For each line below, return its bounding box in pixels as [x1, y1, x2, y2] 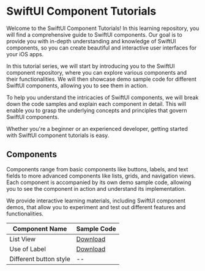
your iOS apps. [6, 50, 44, 58]
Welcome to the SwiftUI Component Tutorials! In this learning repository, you [6, 24, 199, 32]
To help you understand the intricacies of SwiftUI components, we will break [6, 94, 199, 101]
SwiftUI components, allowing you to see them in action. [6, 81, 148, 89]
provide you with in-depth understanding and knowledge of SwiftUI [6, 37, 176, 45]
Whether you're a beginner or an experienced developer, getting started [6, 125, 188, 132]
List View [9, 234, 35, 243]
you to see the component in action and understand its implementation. [6, 185, 187, 192]
